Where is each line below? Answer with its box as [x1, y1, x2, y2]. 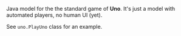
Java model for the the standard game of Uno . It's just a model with [6, 5, 176, 12]
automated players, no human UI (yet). [6, 11, 103, 19]
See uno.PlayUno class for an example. [6, 23, 103, 30]
